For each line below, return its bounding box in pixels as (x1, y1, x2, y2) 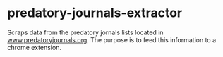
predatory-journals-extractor (7, 5, 182, 21)
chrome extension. (7, 43, 62, 51)
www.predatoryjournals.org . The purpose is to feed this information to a (7, 35, 217, 44)
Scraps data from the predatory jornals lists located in (7, 28, 164, 37)
